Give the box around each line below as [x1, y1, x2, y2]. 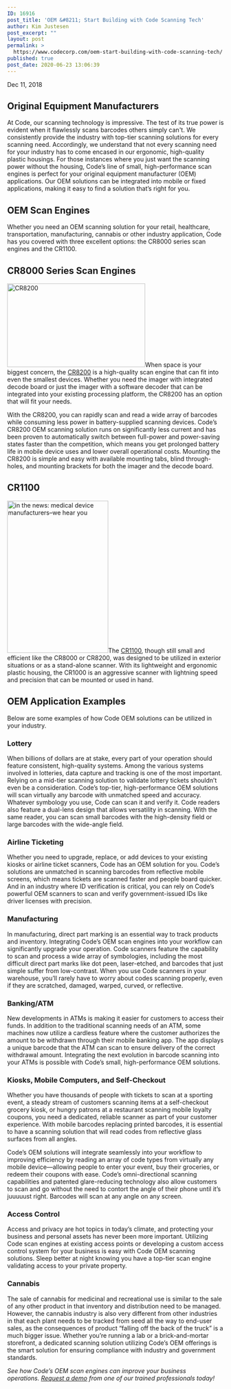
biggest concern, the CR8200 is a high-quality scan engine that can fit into [7, 368, 219, 377]
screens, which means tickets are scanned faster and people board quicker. [7, 875, 222, 883]
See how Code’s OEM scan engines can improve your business [7, 1366, 187, 1375]
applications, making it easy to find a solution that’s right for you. [7, 184, 190, 193]
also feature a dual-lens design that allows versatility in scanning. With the [7, 805, 218, 814]
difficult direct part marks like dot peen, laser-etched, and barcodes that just [7, 959, 223, 968]
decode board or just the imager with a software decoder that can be [7, 383, 203, 391]
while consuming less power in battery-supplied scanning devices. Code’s [7, 418, 218, 426]
